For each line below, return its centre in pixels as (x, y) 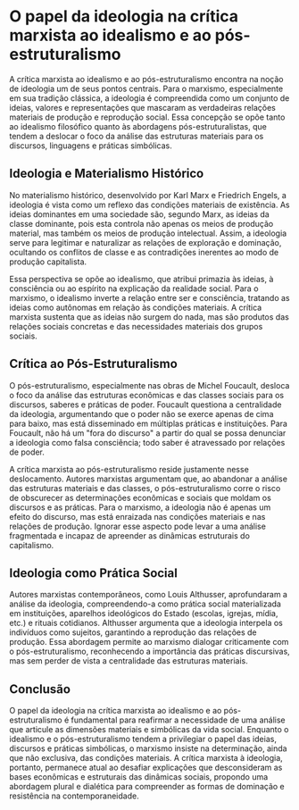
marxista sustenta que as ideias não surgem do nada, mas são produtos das (149, 317)
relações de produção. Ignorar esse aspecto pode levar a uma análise (137, 526)
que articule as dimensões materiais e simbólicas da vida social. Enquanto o (149, 730)
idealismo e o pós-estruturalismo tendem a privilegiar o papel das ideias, (143, 739)
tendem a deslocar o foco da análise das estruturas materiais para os (137, 136)
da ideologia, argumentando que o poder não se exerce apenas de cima (141, 413)
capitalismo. (32, 545)
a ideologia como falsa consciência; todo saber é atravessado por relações (147, 442)
